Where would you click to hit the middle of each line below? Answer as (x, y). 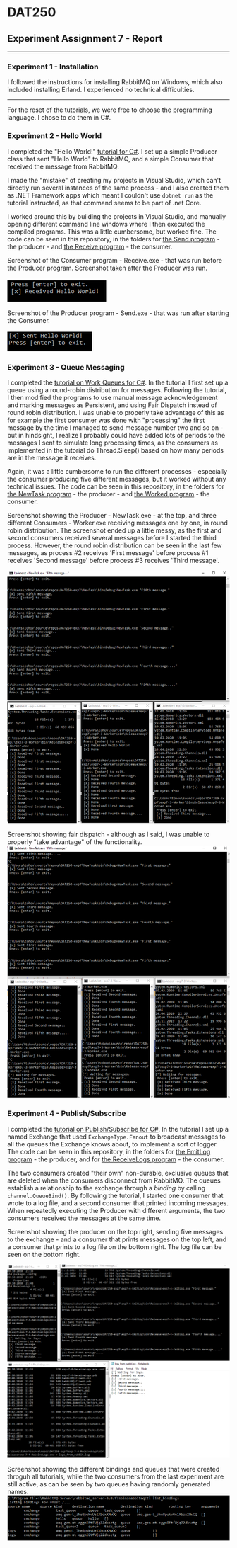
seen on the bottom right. (44, 1254)
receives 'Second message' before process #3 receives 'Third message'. (114, 560)
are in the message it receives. (52, 457)
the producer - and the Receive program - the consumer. (90, 246)
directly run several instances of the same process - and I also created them (118, 188)
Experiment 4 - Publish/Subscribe (67, 1114)
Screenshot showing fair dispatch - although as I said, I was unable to (109, 834)
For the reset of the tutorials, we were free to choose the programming (110, 110)
